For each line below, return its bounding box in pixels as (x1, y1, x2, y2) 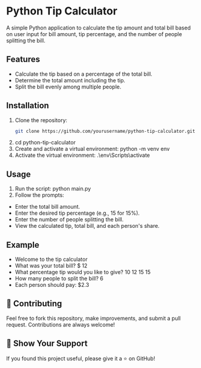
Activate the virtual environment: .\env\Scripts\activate (14, 152, 150, 159)
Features (6, 54, 40, 64)
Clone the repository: (14, 116, 68, 124)
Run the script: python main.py (14, 185, 91, 192)
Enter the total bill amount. (14, 203, 80, 210)
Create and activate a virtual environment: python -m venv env (14, 146, 170, 153)
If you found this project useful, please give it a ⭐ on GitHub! (6, 355, 155, 362)
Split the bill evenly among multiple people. (14, 83, 122, 90)
